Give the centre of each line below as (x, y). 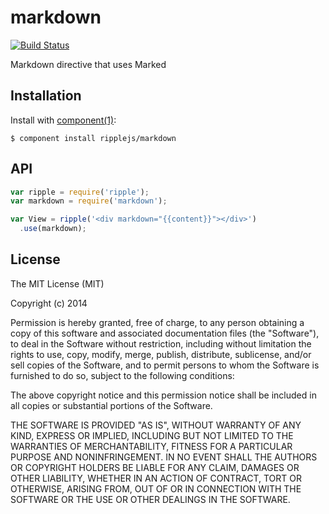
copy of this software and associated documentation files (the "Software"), (165, 333)
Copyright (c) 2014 (49, 303)
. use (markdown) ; (53, 229)
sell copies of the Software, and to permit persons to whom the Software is (165, 365)
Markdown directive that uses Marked (88, 64)
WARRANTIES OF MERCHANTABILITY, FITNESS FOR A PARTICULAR (151, 446)
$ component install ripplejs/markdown (93, 138)
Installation (46, 96)
